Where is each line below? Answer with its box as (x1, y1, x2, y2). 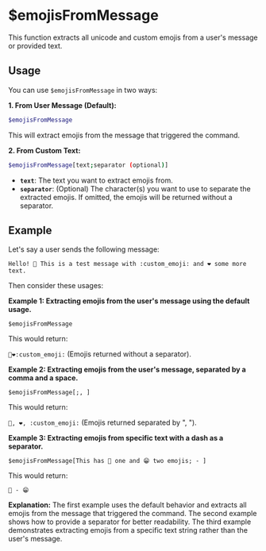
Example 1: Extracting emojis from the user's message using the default (8, 296, 250, 306)
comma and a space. (8, 373, 79, 383)
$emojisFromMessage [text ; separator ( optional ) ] (8, 161, 169, 169)
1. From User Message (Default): (8, 100, 117, 110)
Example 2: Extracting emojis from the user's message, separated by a (8, 364, 246, 375)
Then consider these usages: (8, 281, 104, 291)
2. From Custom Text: (8, 145, 81, 155)
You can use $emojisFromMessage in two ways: (8, 85, 158, 94)
